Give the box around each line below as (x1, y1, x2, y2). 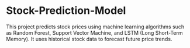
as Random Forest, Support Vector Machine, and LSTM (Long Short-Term (6, 29, 183, 36)
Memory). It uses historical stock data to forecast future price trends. (6, 35, 172, 42)
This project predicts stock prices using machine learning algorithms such (6, 23, 185, 30)
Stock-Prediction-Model (6, 4, 126, 17)
